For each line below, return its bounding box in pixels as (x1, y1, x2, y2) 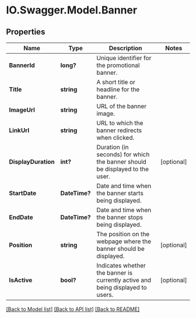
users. (96, 291, 114, 299)
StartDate (9, 189, 37, 197)
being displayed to (96, 284, 147, 291)
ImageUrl (9, 106, 35, 114)
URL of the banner (96, 102, 147, 110)
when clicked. (96, 134, 135, 141)
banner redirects (96, 126, 142, 134)
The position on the (96, 230, 150, 238)
